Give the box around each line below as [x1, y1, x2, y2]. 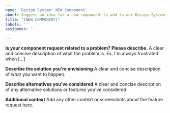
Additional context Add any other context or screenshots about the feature [5, 97, 163, 103]
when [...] [5, 56, 25, 62]
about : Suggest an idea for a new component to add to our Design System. [5, 12, 167, 17]
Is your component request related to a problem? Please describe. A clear [5, 45, 164, 51]
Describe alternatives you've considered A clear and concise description [5, 81, 161, 87]
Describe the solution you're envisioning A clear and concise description [5, 66, 161, 72]
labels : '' [5, 21, 29, 27]
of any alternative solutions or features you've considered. [5, 86, 128, 93]
